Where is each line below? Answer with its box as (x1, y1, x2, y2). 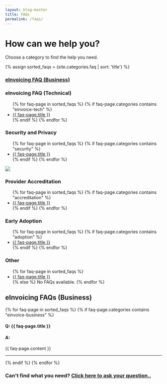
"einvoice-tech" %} (12, 106, 52, 112)
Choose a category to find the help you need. (5, 54, 98, 60)
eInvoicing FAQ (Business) (5, 77, 71, 83)
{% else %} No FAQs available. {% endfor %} (12, 279, 105, 285)
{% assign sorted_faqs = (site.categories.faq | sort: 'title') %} (5, 64, 130, 70)
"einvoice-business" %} (5, 311, 54, 318)
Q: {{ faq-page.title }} (5, 323, 51, 329)
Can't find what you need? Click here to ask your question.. (5, 372, 152, 379)
